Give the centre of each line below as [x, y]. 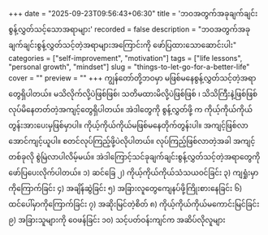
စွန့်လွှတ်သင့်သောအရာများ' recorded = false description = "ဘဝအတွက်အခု [129, 29]
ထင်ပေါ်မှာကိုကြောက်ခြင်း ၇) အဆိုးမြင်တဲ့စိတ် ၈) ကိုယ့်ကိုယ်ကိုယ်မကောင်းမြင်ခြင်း [134, 204]
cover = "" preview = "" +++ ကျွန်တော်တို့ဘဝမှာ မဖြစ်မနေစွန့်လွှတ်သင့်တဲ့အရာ [132, 78]
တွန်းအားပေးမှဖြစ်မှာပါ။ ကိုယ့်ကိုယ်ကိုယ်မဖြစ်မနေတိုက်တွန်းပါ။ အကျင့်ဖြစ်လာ [129, 125]
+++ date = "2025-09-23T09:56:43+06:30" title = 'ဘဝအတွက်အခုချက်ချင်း [133, 13]
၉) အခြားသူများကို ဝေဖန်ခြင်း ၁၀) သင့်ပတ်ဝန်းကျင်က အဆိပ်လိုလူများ [117, 220]
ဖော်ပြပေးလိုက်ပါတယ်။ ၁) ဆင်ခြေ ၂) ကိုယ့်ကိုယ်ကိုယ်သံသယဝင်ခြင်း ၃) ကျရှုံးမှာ [134, 172]
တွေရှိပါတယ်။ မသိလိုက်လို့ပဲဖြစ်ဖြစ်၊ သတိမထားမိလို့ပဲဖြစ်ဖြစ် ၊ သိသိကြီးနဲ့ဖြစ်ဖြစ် [133, 94]
